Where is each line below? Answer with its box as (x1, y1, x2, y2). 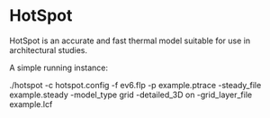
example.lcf (9, 98, 53, 109)
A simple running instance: (9, 62, 109, 73)
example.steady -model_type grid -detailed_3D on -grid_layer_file (9, 89, 253, 100)
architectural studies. (9, 44, 88, 55)
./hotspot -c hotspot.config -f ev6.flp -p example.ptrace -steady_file (9, 79, 262, 90)
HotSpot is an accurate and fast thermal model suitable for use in (9, 35, 250, 46)
